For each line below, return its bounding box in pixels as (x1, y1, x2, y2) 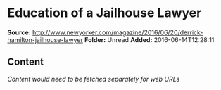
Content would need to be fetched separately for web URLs (7, 75, 180, 83)
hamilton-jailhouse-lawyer (7, 35, 83, 44)
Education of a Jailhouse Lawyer (7, 5, 202, 21)
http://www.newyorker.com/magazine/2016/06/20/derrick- (32, 28, 203, 37)
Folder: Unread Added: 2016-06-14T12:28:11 (84, 35, 215, 44)
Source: (7, 28, 32, 37)
